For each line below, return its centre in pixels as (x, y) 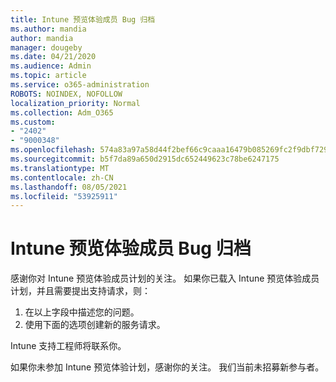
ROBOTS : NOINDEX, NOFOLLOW (66, 94)
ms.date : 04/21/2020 (53, 57)
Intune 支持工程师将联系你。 (68, 346)
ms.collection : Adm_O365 (62, 112)
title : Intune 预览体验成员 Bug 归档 (83, 19)
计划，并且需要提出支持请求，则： (80, 291)
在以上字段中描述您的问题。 (82, 312)
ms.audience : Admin (51, 66)
